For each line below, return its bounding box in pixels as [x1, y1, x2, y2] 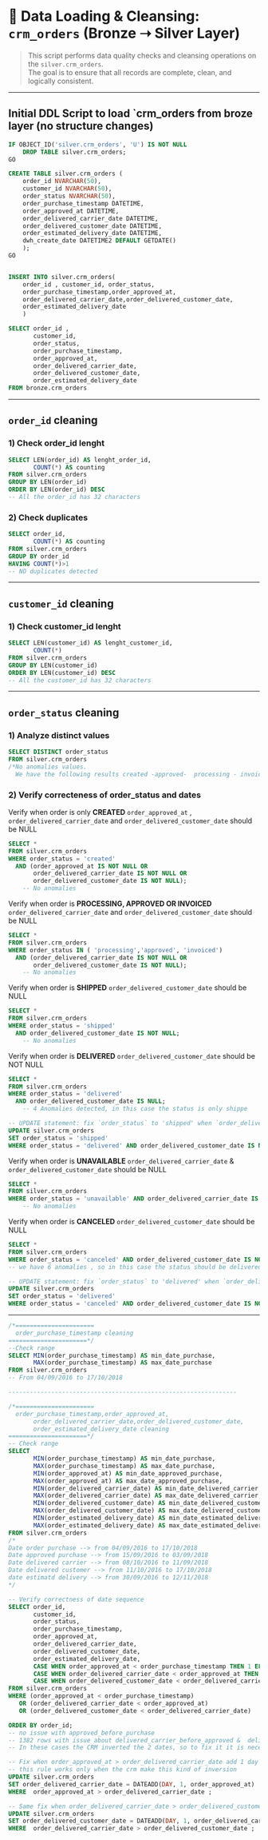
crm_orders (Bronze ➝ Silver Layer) [8, 24, 241, 42]
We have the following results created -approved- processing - [15, 770, 238, 778]
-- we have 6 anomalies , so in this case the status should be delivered [8, 1263, 262, 1271]
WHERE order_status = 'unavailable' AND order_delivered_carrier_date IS [8, 1195, 259, 1203]
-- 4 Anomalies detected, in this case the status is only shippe [22, 1105, 248, 1113]
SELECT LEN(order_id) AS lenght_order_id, [8, 456, 152, 464]
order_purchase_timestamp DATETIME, [22, 199, 145, 207]
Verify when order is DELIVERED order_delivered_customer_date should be [8, 1051, 255, 1060]
